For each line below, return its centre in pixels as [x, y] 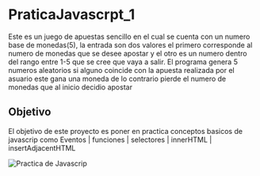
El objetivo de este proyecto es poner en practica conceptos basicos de [126, 131]
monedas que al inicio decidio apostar [71, 87]
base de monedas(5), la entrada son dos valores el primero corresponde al [130, 44]
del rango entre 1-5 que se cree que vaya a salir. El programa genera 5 [123, 62]
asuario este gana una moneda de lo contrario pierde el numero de [117, 78]
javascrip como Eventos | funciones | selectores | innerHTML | [110, 140]
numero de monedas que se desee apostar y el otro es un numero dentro [128, 53]
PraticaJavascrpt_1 [72, 15]
